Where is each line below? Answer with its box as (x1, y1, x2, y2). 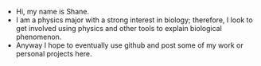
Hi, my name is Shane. (15, 7, 90, 16)
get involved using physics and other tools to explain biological (15, 24, 223, 33)
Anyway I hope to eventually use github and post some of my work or (15, 41, 244, 50)
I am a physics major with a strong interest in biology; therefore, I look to (15, 15, 253, 25)
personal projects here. (15, 49, 93, 58)
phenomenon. (15, 32, 62, 41)
